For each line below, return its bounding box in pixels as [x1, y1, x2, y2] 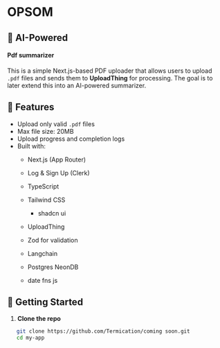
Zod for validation [27, 236, 78, 244]
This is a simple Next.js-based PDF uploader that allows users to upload [7, 67, 212, 75]
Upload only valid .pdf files [17, 119, 95, 128]
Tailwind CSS [27, 195, 66, 204]
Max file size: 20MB [17, 127, 74, 135]
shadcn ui [37, 209, 66, 217]
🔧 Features [7, 101, 55, 113]
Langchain [27, 249, 58, 257]
